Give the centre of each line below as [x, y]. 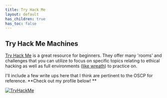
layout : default [22, 14]
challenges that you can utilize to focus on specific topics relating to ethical [83, 61]
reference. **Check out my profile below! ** [51, 81]
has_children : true [25, 19]
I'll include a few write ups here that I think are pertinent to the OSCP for [79, 76]
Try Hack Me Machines [42, 43]
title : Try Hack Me [25, 10]
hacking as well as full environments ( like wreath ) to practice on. [71, 66]
